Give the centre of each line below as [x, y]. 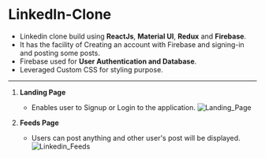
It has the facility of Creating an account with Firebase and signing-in [132, 44]
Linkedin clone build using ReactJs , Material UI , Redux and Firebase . [133, 36]
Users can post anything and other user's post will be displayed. [136, 138]
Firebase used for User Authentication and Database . [108, 61]
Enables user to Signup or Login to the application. [113, 107]
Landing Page [43, 92]
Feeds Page [39, 123]
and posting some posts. [60, 53]
